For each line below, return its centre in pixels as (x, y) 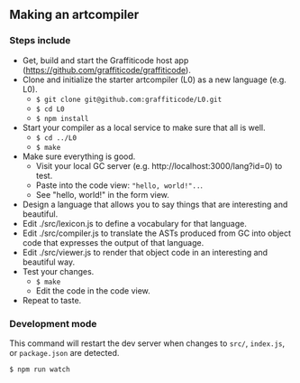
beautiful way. (48, 262)
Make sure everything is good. (79, 156)
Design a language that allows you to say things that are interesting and (155, 204)
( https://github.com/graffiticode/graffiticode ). (106, 70)
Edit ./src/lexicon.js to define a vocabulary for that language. (135, 223)
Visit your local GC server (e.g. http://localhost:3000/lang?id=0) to (159, 165)
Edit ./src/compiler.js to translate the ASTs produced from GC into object (156, 233)
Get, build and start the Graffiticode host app (105, 60)
